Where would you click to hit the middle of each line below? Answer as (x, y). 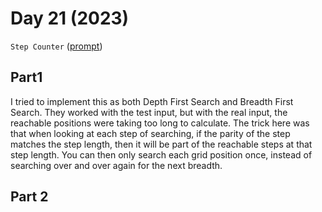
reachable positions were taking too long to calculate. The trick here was (160, 123)
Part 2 (29, 197)
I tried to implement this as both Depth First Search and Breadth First (152, 101)
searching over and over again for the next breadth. (116, 165)
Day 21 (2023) (70, 18)
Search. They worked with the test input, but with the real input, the (149, 112)
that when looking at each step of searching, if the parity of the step (150, 133)
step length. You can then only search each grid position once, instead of (161, 154)
